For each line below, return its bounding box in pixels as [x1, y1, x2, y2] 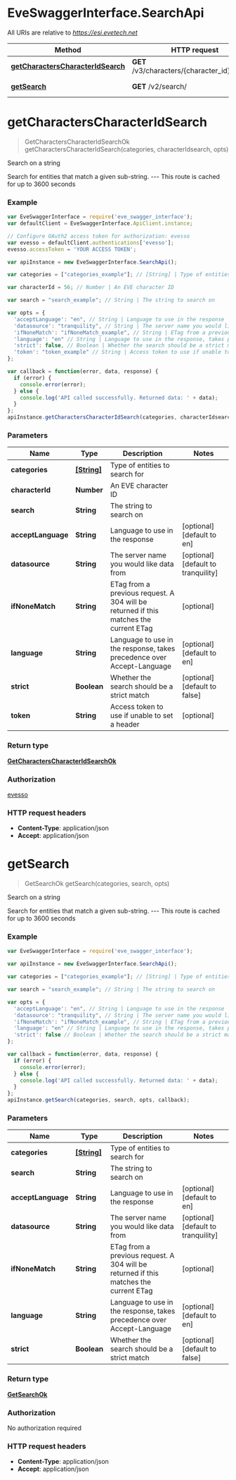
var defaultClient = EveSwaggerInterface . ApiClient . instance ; [7, 220, 193, 227]
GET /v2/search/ [131, 81, 188, 91]
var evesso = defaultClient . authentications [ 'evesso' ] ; [7, 239, 174, 246]
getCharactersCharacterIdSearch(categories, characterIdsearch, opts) [24, 144, 229, 153]
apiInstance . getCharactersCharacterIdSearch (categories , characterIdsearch [7, 414, 234, 421]
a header [110, 720, 140, 729]
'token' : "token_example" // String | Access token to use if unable [13, 349, 221, 356]
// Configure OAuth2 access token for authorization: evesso [7, 233, 190, 240]
